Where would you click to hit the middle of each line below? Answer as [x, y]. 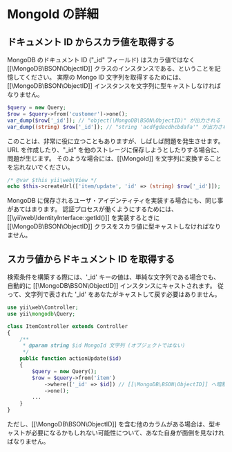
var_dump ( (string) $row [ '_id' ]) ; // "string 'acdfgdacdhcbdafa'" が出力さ [115, 127]
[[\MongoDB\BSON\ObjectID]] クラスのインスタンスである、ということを [111, 69]
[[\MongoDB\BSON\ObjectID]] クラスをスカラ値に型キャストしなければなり [114, 226]
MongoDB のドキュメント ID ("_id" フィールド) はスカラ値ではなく [101, 60]
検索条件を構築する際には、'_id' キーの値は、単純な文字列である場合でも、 [114, 277]
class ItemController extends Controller [68, 326]
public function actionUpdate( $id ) [71, 359]
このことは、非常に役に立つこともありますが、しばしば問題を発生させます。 [116, 141]
